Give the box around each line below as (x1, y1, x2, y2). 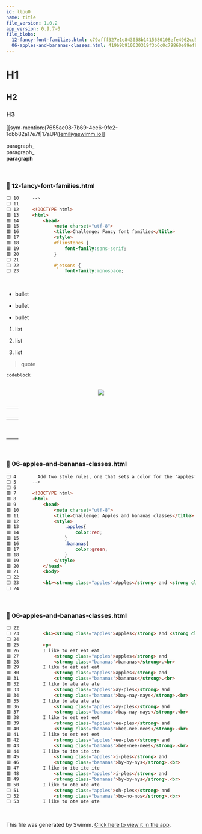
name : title (6, 14, 36, 20)
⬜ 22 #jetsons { (6, 263, 81, 269)
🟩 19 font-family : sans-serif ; (6, 245, 127, 252)
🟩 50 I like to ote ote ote (6, 782, 100, 788)
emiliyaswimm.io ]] (60, 130, 105, 137)
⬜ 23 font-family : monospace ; (6, 268, 124, 274)
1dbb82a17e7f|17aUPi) (6, 130, 61, 137)
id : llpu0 (6, 8, 31, 15)
